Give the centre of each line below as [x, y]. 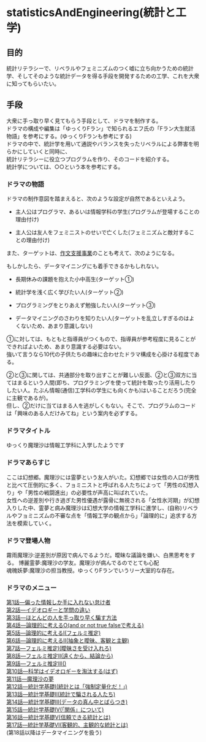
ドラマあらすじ [29, 462]
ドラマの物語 [25, 184]
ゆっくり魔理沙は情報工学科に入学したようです [65, 445]
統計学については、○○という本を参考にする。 [65, 167]
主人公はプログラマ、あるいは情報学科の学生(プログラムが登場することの [107, 212]
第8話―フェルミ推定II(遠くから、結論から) [60, 656]
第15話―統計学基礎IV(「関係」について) [55, 709]
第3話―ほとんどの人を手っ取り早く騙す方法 [62, 618]
